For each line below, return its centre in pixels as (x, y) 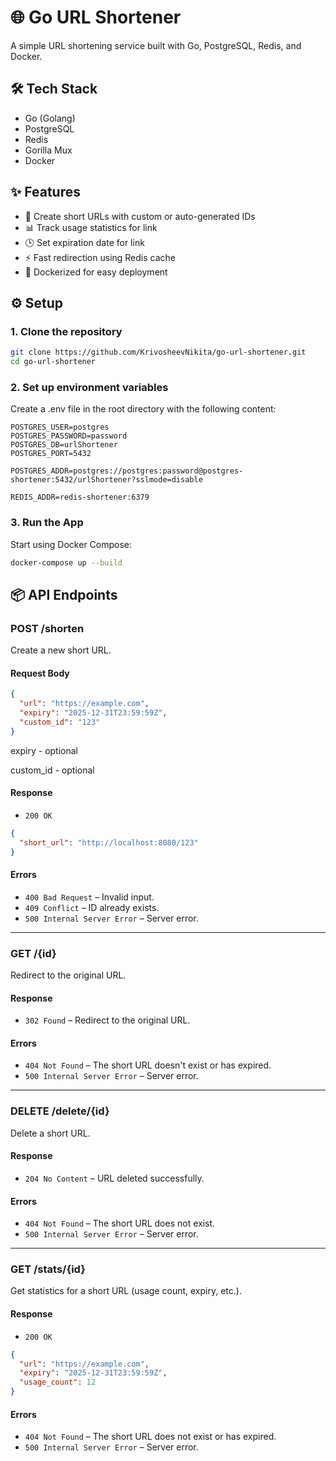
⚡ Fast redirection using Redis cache (100, 257)
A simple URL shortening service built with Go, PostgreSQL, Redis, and (156, 45)
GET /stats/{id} (48, 1269)
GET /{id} (33, 953)
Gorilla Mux (48, 150)
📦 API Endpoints (64, 594)
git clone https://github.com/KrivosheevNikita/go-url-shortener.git (158, 352)
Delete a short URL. (50, 1133)
